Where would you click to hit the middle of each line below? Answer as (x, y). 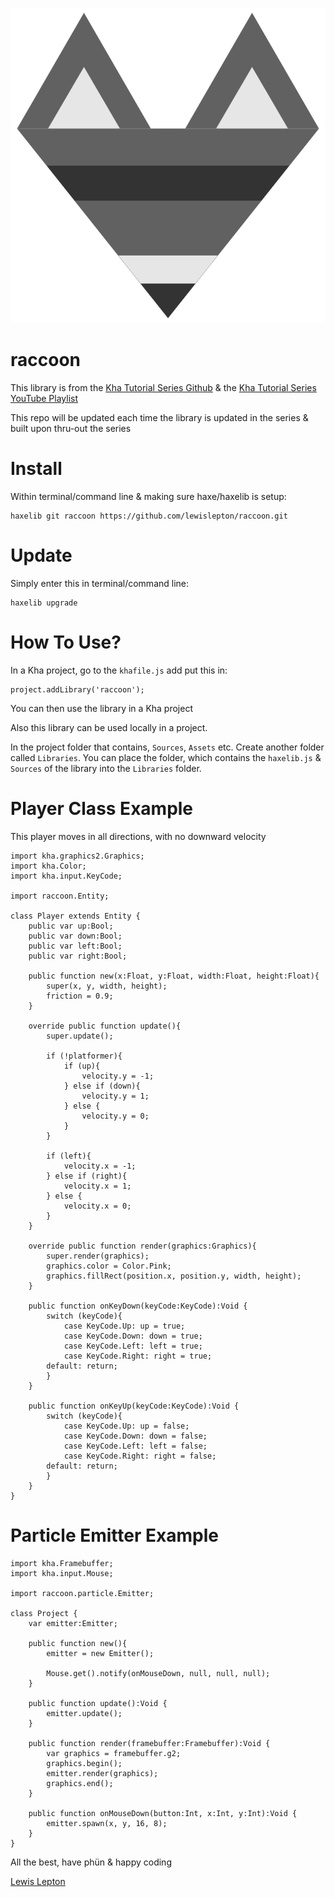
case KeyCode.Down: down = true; (133, 1336)
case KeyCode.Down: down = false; (135, 1436)
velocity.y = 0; (115, 1116)
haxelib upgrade (44, 603)
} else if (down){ (102, 1086)
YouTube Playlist (44, 398)
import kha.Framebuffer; (62, 1563)
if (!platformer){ (84, 1056)
